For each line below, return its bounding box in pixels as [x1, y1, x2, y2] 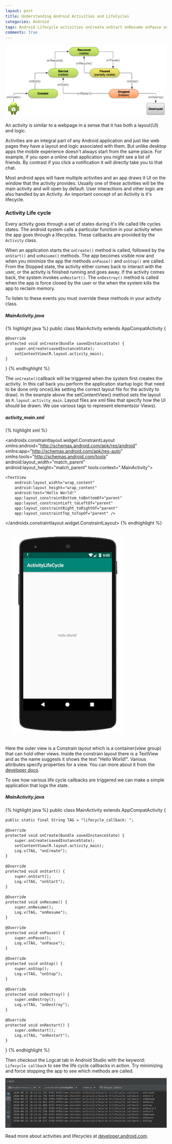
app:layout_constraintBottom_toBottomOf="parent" [14, 495, 123, 500]
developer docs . [5, 767, 40, 773]
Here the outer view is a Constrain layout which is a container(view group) [5, 745, 162, 751]
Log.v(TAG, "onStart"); [14, 879, 66, 884]
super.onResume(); [14, 905, 54, 910]
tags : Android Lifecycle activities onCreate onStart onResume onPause [5, 25, 161, 30]
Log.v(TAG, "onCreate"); [14, 848, 68, 853]
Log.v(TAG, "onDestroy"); [14, 1002, 70, 1007]
